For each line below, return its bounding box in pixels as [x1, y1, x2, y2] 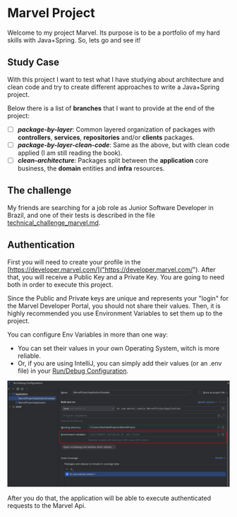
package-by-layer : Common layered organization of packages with [17, 125, 215, 134]
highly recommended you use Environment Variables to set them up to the [7, 309, 223, 318]
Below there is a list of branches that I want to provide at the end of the [7, 104, 215, 112]
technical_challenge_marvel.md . [7, 218, 101, 227]
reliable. [17, 352, 41, 360]
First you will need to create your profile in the [7, 257, 141, 266]
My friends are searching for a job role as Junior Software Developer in [7, 203, 214, 211]
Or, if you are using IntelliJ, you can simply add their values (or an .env [17, 359, 222, 367]
